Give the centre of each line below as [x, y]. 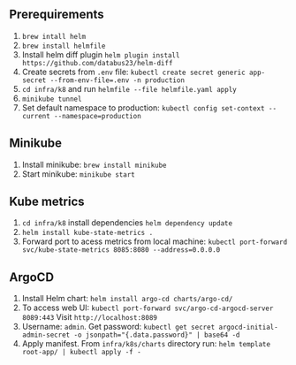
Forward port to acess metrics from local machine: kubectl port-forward [155, 241]
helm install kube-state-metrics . [87, 233]
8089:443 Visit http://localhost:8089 [89, 317]
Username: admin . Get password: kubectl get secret [118, 327]
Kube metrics [47, 202]
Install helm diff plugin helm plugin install [101, 54]
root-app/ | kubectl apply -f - [81, 353]
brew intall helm [54, 36]
